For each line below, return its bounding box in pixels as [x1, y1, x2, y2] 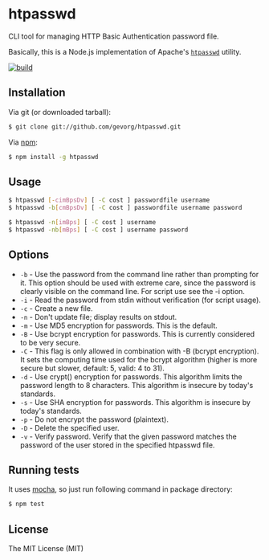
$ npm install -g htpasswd [8, 153, 99, 161]
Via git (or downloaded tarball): [8, 107, 111, 116]
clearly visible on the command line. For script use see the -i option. [19, 286, 245, 296]
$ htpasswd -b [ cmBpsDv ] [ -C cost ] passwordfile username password [8, 204, 243, 212]
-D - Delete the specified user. [19, 423, 120, 432]
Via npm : [8, 137, 39, 147]
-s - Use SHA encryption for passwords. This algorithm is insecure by [19, 397, 251, 407]
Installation [8, 86, 66, 100]
